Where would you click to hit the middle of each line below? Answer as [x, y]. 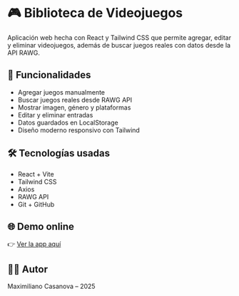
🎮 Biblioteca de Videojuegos [95, 13]
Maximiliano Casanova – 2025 [51, 286]
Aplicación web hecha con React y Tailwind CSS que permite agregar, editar [119, 37]
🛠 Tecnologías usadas [59, 153]
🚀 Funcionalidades [49, 75]
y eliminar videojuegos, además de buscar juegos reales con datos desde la [119, 45]
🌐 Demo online [41, 227]
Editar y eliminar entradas [55, 115]
